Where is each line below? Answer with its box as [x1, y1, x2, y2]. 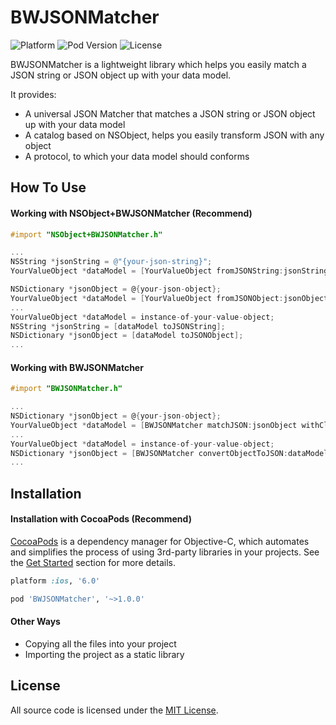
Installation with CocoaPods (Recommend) [10, 513, 192, 525]
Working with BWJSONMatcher [10, 361, 144, 373]
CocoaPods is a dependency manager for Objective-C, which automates [10, 535, 310, 547]
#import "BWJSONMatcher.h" [10, 384, 123, 394]
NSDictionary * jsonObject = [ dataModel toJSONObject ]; [10, 331, 244, 341]
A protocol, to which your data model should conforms [24, 150, 250, 162]
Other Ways [10, 616, 61, 628]
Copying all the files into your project [24, 637, 177, 650]
